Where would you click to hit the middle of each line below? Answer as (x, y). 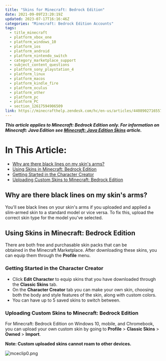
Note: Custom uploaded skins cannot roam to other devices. (68, 344)
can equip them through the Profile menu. (48, 256)
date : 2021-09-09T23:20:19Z (34, 14)
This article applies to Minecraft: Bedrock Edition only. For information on (82, 125)
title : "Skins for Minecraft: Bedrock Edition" (55, 10)
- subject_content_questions (40, 65)
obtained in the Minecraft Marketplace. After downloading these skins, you (81, 250)
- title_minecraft (29, 33)
